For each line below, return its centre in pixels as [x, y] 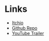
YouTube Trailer [28, 33]
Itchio [18, 23]
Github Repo [24, 28]
